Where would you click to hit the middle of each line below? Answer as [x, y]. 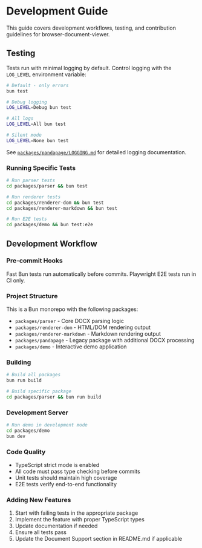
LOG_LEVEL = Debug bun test [39, 108]
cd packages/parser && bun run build [54, 397]
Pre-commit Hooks [35, 261]
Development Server [37, 413]
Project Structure [32, 296]
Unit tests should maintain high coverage [66, 478]
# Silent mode [24, 135]
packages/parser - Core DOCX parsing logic [69, 321]
